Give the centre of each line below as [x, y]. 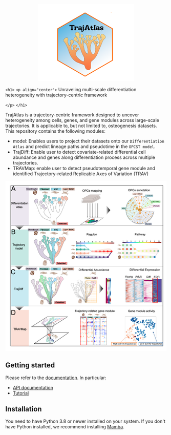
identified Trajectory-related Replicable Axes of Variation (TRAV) [81, 174]
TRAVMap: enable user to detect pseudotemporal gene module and [84, 168]
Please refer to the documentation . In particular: [56, 378]
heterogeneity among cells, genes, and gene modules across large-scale [82, 120]
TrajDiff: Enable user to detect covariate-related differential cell [79, 152]
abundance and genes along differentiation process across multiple [84, 157]
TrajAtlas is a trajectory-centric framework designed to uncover [72, 115]
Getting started [30, 365]
